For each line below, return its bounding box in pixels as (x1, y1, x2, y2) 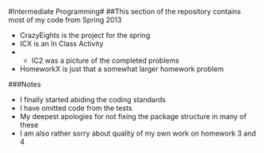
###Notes (8, 79, 41, 89)
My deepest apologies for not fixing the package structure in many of (19, 112, 247, 121)
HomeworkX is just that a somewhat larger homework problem (19, 64, 224, 74)
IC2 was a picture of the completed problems (31, 55, 180, 65)
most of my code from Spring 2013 (8, 15, 122, 25)
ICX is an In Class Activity (19, 39, 104, 48)
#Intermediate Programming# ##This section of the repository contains (8, 7, 242, 16)
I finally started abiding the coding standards (19, 95, 166, 104)
